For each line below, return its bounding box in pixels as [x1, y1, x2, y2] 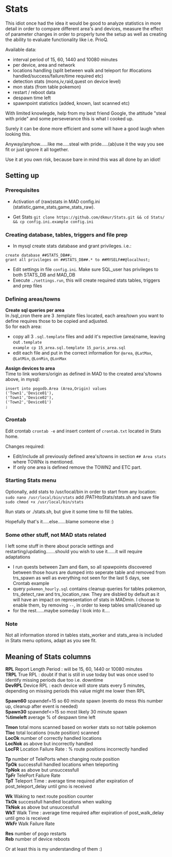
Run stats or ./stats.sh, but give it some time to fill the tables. [5, 508, 133, 515]
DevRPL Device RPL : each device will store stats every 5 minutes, [5, 682, 146, 689]
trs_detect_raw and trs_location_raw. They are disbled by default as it [12, 591, 160, 597]
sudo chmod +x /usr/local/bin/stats [5, 499, 84, 504]
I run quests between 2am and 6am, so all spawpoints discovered [12, 564, 152, 570]
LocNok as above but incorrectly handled [5, 741, 93, 747]
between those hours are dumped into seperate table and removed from [12, 569, 166, 576]
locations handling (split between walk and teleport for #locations [12, 67, 151, 74]
